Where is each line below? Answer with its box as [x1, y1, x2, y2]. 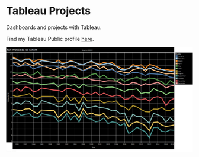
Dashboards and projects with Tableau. [6, 24, 102, 31]
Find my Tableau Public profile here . [6, 35, 94, 42]
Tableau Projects [6, 4, 91, 18]
